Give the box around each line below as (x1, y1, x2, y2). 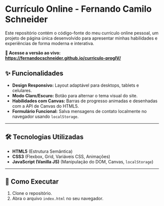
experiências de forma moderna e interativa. (5, 40, 94, 46)
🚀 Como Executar (5, 177, 59, 185)
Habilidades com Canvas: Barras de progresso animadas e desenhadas (12, 98, 158, 104)
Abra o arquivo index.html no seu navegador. (12, 196, 103, 202)
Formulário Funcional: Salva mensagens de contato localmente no (12, 108, 147, 114)
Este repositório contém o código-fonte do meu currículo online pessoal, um (5, 30, 159, 36)
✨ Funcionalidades (5, 69, 63, 78)
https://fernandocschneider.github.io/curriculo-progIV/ (5, 55, 121, 61)
